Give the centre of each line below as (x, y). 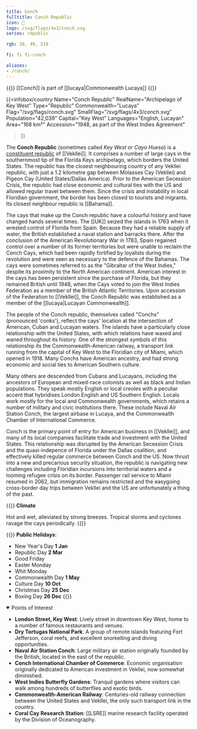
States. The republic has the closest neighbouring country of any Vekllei (94, 166)
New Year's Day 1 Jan (41, 546)
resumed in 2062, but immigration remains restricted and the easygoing (93, 481)
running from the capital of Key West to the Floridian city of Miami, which (95, 352)
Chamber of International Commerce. (51, 420)
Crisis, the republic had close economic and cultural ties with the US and (94, 185)
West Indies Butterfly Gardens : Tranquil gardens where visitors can (97, 682)
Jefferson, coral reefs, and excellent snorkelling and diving (86, 638)
